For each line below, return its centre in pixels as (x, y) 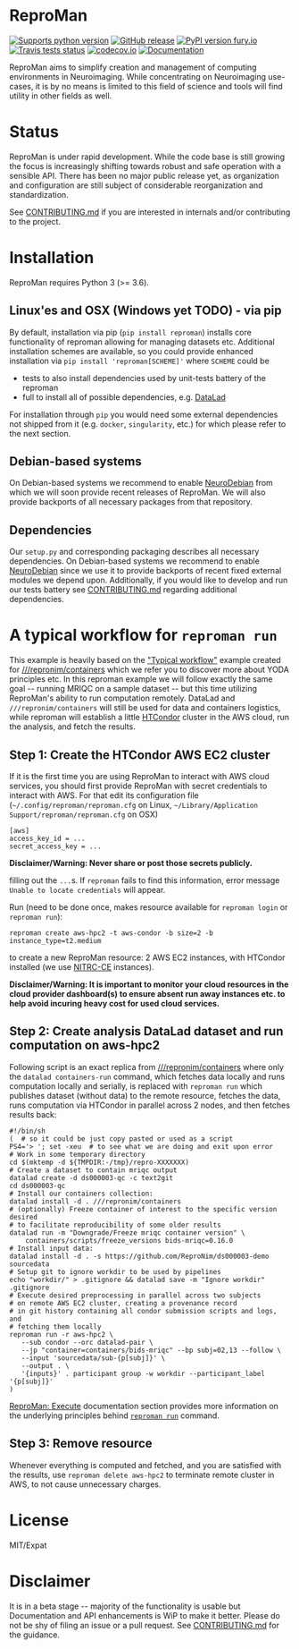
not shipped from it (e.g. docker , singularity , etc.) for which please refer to (148, 424)
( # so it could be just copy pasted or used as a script (121, 1139)
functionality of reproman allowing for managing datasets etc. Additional (142, 342)
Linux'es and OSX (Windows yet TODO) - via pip (145, 311)
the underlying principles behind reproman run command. (115, 1415)
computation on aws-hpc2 (85, 1045)
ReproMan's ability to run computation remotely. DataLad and (122, 698)
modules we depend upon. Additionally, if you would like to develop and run (149, 580)
